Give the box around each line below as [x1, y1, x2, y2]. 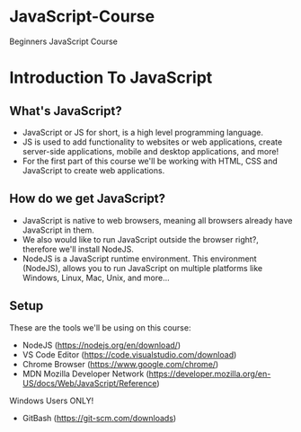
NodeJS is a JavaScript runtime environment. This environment [22, 253, 258, 264]
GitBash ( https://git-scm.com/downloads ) [22, 412, 177, 423]
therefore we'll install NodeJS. [22, 243, 135, 254]
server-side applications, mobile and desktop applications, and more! [22, 145, 279, 156]
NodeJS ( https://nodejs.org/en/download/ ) [22, 339, 181, 350]
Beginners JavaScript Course [9, 36, 119, 47]
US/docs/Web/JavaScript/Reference [22, 377, 157, 388]
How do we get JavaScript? [9, 191, 166, 207]
